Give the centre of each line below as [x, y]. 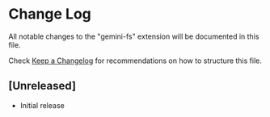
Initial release [42, 105]
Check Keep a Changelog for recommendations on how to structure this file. [135, 61]
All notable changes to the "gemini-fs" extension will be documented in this [134, 36]
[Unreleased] [42, 86]
